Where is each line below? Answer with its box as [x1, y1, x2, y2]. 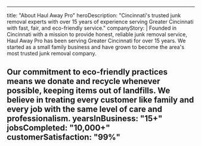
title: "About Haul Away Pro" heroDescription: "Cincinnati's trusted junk [7, 12, 181, 18]
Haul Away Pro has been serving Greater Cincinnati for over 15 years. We [7, 37, 186, 44]
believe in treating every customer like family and [7, 95, 194, 105]
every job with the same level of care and [7, 104, 163, 114]
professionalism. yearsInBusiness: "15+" [7, 114, 163, 124]
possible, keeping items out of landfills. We [7, 86, 171, 96]
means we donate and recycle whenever [7, 76, 160, 86]
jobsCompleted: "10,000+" [7, 123, 110, 133]
